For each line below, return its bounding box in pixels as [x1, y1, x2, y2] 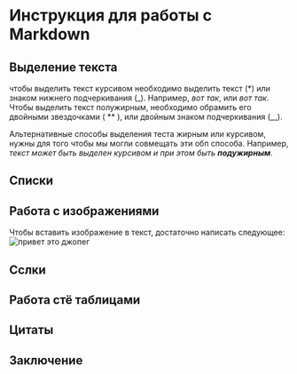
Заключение [9, 353, 83, 368]
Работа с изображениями [9, 203, 160, 219]
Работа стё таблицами [9, 292, 141, 307]
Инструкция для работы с [9, 5, 213, 26]
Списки [9, 173, 54, 188]
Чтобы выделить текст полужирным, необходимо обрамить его [9, 102, 252, 112]
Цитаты [9, 322, 54, 338]
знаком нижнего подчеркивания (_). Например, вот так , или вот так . [9, 92, 270, 103]
